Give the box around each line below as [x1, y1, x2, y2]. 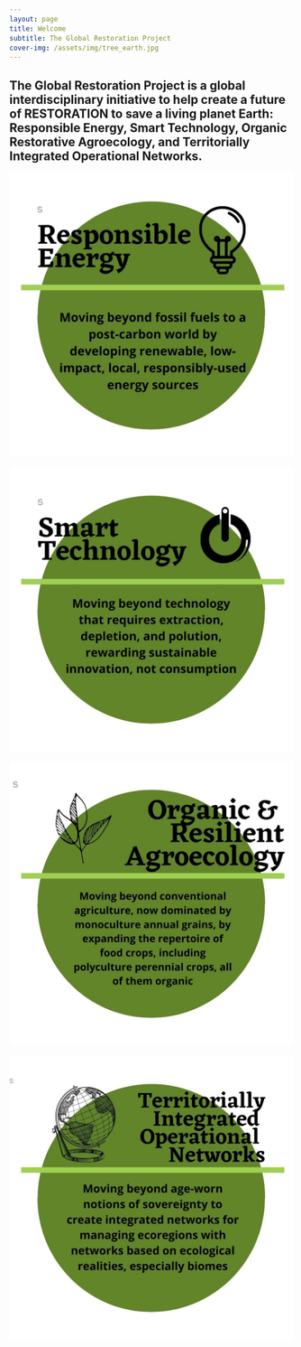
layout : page [9, 14, 59, 23]
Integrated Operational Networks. [9, 148, 203, 164]
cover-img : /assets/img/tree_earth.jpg [9, 43, 160, 52]
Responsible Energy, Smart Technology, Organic [9, 120, 287, 136]
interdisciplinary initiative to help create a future [9, 91, 287, 108]
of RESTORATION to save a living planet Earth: [9, 106, 274, 121]
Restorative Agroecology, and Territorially [9, 134, 251, 149]
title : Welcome [9, 23, 67, 33]
